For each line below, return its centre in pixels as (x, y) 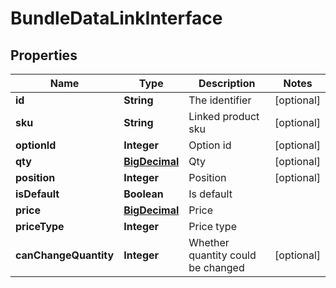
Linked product (224, 116)
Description (227, 83)
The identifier (220, 100)
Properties (44, 55)
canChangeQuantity (65, 255)
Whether (209, 242)
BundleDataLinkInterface (116, 18)
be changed (216, 267)
